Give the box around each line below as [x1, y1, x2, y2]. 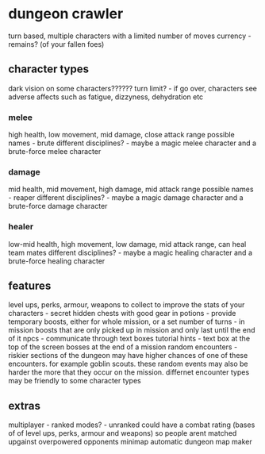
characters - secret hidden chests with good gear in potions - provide [8, 309, 236, 318]
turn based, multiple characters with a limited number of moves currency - [8, 31, 252, 40]
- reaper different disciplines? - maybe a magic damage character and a [8, 193, 244, 202]
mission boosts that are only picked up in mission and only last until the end [8, 325, 255, 335]
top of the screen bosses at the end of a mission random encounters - [8, 342, 238, 352]
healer [8, 221, 34, 233]
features [8, 279, 52, 293]
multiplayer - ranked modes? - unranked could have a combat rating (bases [8, 420, 255, 429]
